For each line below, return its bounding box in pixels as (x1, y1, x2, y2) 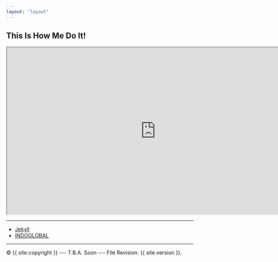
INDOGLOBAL (14, 232, 49, 239)
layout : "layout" (6, 8, 49, 15)
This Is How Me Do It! (6, 31, 86, 41)
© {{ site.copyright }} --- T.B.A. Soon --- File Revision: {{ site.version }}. (6, 249, 182, 256)
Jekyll (14, 226, 30, 233)
